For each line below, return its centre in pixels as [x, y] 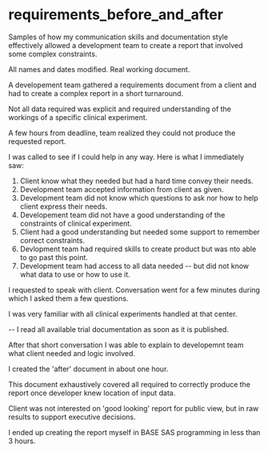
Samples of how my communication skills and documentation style [118, 37]
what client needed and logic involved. [72, 353]
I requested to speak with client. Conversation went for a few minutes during [134, 290]
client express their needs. [64, 206]
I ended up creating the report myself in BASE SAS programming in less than [134, 432]
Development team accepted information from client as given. [122, 189]
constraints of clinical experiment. [76, 223]
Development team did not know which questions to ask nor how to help [139, 198]
